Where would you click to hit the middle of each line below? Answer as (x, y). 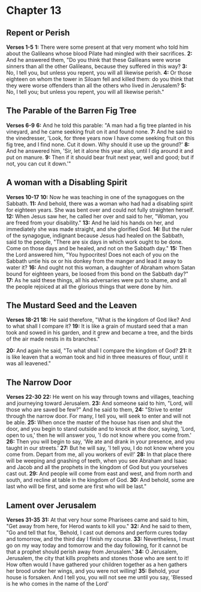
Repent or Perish (38, 33)
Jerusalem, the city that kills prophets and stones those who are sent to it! (97, 558)
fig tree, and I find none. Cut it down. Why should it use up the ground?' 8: (98, 144)
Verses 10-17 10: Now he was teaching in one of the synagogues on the (95, 197)
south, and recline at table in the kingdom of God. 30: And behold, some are (100, 480)
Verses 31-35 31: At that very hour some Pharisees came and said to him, (97, 520)
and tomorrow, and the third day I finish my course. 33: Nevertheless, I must (100, 539)
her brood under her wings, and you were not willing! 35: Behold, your (93, 571)
